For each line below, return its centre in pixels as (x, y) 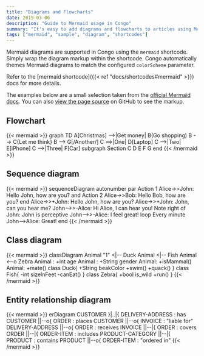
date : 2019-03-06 (28, 18)
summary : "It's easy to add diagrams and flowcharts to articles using (99, 29)
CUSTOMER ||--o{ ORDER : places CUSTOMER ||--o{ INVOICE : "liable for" (100, 321)
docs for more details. (34, 84)
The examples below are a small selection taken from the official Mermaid (99, 95)
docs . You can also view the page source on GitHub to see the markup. (95, 102)
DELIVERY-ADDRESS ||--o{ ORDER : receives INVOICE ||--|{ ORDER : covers (101, 327)
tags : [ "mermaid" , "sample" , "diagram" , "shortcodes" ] (77, 35)
